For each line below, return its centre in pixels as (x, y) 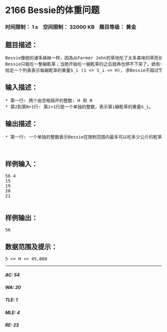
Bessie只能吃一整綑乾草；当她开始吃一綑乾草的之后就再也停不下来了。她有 (83, 64)
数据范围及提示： (31, 247)
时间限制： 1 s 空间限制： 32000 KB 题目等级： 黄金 (71, 27)
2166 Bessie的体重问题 (52, 10)
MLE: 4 (13, 313)
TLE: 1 (11, 300)
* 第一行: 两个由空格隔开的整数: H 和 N (49, 100)
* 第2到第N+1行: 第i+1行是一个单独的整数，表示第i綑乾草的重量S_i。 (79, 107)
